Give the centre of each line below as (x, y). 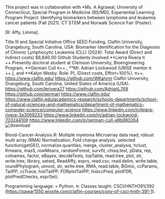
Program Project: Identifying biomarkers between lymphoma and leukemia (81, 17)
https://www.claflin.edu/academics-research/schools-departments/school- (82, 99)
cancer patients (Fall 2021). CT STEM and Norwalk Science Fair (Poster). (79, 23)
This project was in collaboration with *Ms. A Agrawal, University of (74, 7)
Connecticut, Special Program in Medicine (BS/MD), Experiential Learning (80, 12)
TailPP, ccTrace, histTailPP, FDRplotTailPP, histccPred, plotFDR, (69, 171)
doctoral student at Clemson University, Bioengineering (88, 63)
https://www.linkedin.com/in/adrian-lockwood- (91, 115)
